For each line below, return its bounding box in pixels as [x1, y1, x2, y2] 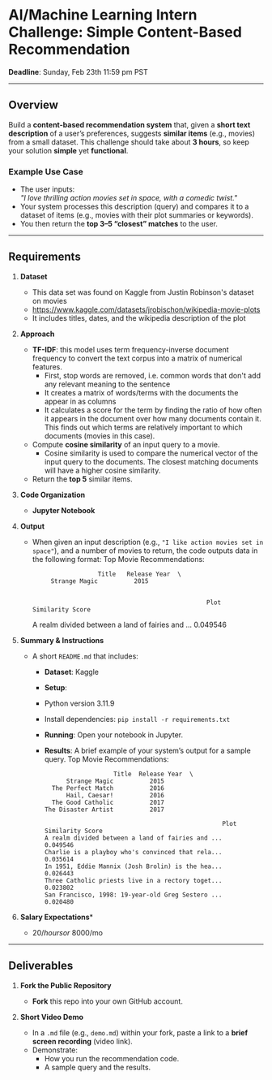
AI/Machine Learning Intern [8, 6, 198, 24]
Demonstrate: [32, 1045, 79, 1055]
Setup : [44, 682, 67, 692]
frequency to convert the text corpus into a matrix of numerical [32, 353, 243, 363]
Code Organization [19, 490, 86, 499]
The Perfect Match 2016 [51, 784, 164, 793]
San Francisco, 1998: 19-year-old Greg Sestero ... [44, 891, 223, 899]
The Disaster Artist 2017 [44, 806, 164, 814]
